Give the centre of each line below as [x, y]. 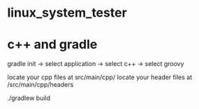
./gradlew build [29, 98]
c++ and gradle [52, 45]
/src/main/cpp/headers [40, 85]
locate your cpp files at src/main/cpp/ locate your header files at [100, 77]
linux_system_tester [67, 13]
